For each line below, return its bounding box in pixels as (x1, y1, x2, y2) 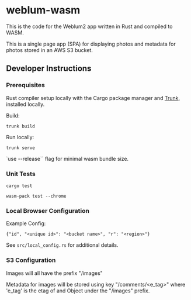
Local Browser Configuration (6, 206, 89, 215)
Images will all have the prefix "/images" (6, 270, 103, 277)
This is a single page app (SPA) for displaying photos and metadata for (6, 40, 176, 47)
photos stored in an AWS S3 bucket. (6, 46, 93, 53)
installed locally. (6, 101, 45, 108)
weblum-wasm (6, 4, 81, 17)
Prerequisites (6, 81, 45, 89)
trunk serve (6, 144, 35, 151)
